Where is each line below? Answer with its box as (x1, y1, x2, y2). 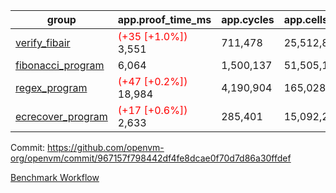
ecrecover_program (15, 110, 108, 123)
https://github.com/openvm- (47, 142, 165, 153)
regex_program (15, 81, 88, 94)
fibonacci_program (15, 59, 105, 72)
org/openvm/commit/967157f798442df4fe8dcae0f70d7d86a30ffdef (10, 152, 292, 164)
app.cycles (221, 13, 275, 26)
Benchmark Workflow (10, 172, 100, 183)
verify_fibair (15, 36, 71, 49)
